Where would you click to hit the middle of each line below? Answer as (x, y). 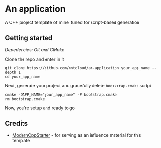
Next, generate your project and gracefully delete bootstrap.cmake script (78, 85)
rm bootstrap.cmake (25, 99)
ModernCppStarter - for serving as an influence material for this (77, 135)
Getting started (29, 38)
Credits (17, 123)
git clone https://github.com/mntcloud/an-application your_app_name (78, 68)
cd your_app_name (23, 77)
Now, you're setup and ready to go (40, 108)
